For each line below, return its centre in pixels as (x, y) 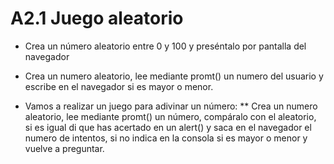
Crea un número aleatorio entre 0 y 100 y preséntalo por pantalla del (165, 46)
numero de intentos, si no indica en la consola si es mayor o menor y (166, 138)
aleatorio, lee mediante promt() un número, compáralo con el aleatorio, (170, 116)
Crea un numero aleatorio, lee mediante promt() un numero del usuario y (174, 76)
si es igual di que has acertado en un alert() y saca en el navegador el (168, 127)
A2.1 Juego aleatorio (97, 18)
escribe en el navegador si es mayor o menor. (119, 86)
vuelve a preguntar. (64, 148)
